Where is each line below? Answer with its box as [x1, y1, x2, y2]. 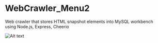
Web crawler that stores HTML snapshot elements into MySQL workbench [5, 19, 154, 24]
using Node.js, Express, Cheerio [5, 23, 69, 29]
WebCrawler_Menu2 [5, 3, 90, 14]
